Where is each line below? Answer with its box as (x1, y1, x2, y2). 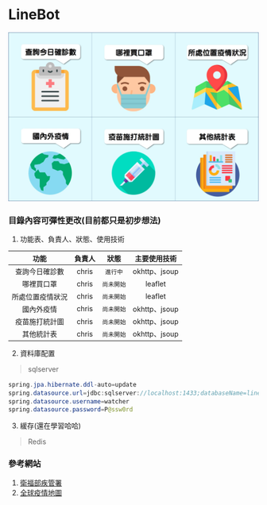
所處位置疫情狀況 (11, 291, 68, 301)
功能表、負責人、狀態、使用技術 (19, 234, 125, 244)
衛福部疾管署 (19, 478, 62, 488)
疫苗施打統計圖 (15, 317, 64, 326)
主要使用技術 (134, 253, 177, 263)
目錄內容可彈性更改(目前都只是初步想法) (8, 214, 161, 226)
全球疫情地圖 (19, 488, 62, 497)
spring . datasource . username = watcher (8, 397, 130, 406)
